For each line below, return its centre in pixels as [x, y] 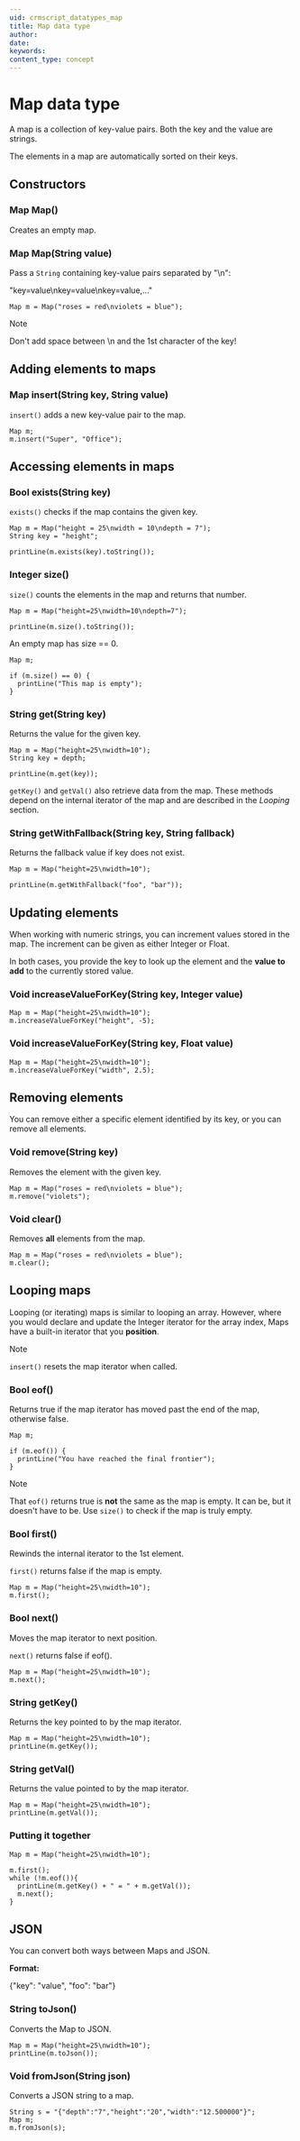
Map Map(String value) [61, 253]
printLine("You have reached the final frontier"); [117, 1459]
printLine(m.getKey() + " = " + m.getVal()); [105, 1886]
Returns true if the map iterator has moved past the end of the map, [135, 1409]
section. [24, 810]
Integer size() [39, 575]
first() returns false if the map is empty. [86, 1571]
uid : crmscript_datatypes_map [66, 18]
